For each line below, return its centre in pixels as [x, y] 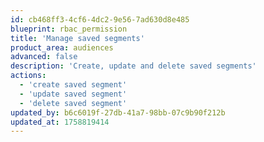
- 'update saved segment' [73, 94]
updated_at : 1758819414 [60, 122]
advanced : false [44, 57]
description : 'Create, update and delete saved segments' [133, 66]
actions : [28, 76]
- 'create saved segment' [73, 85]
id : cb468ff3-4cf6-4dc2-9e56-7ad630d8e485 [100, 19]
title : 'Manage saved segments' [77, 38]
